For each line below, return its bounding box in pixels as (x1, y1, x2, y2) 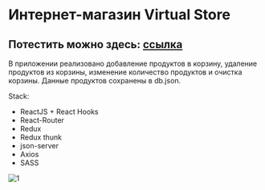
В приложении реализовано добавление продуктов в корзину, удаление (8, 59, 258, 68)
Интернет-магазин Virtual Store (8, 6, 231, 24)
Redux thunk (19, 132, 63, 142)
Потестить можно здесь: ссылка (8, 38, 183, 51)
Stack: (8, 91, 30, 101)
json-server (19, 141, 59, 150)
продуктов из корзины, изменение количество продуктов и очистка (8, 67, 243, 77)
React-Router (19, 115, 64, 125)
